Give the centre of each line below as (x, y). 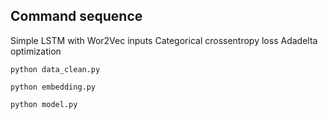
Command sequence (76, 16)
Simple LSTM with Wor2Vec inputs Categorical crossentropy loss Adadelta (164, 40)
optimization (36, 51)
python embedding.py (53, 87)
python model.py (44, 104)
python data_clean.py (55, 69)
